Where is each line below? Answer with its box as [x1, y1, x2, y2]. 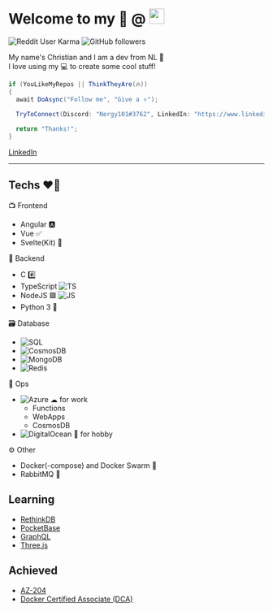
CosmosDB [32, 420, 71, 430]
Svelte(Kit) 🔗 [19, 237, 63, 247]
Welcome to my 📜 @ [8, 10, 146, 28]
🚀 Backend [8, 253, 45, 263]
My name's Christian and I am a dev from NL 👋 [8, 52, 165, 62]
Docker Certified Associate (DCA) [19, 594, 133, 604]
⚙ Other [8, 444, 37, 454]
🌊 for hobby [73, 429, 114, 439]
